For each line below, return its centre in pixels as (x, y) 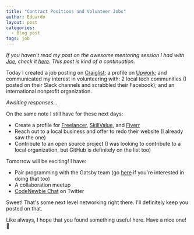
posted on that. (24, 208)
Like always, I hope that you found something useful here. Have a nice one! (96, 220)
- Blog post (26, 33)
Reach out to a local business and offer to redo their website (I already (99, 131)
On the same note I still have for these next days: (65, 114)
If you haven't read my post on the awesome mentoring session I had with (95, 55)
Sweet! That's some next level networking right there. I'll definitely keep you (97, 202)
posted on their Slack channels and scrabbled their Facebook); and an (90, 85)
